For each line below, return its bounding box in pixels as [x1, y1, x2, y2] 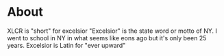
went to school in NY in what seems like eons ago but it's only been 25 [7, 33, 207, 42]
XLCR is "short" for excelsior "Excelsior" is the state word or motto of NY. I [7, 27, 217, 35]
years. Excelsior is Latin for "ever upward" [7, 41, 126, 49]
